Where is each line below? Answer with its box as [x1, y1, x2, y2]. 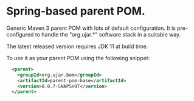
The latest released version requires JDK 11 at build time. [6, 43, 148, 50]
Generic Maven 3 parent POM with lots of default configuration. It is [6, 24, 176, 32]
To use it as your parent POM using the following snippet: [6, 54, 150, 61]
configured [6, 30, 34, 38]
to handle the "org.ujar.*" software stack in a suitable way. [35, 30, 181, 38]
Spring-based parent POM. [6, 4, 146, 18]
